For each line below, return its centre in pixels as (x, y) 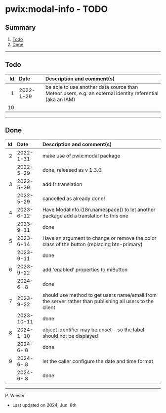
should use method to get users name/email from (100, 295)
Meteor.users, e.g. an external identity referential (102, 93)
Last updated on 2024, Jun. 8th (44, 405)
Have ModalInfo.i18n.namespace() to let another (99, 209)
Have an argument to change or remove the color (99, 238)
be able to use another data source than (92, 87)
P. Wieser (15, 395)
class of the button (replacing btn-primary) (92, 244)
